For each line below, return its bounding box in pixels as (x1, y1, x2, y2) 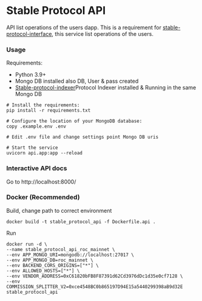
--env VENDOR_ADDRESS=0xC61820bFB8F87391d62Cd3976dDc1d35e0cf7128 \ (6, 273, 183, 279)
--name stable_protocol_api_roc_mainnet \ (6, 246, 115, 252)
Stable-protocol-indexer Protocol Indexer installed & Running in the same (15, 84, 197, 91)
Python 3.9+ (15, 71, 47, 78)
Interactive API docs (6, 164, 67, 173)
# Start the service (6, 145, 59, 151)
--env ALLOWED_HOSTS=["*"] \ (6, 268, 80, 274)
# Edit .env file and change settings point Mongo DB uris (6, 134, 159, 140)
